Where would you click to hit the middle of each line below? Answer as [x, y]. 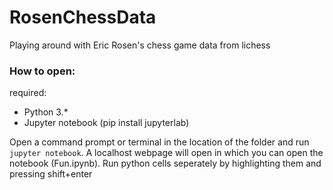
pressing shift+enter [51, 174]
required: [28, 93]
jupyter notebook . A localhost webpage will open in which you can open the [166, 153]
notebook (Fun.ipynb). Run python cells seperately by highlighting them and [165, 163]
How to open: [42, 71]
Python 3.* [46, 112]
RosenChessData [83, 17]
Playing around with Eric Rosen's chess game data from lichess [140, 45]
